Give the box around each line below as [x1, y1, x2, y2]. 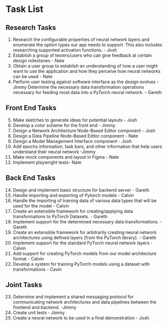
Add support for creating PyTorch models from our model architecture [12, 250, 157, 256]
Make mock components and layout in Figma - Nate [12, 154, 119, 160]
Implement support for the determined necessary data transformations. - [12, 218, 163, 224]
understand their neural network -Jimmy [12, 148, 96, 155]
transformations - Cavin [12, 266, 62, 272]
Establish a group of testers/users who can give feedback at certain [12, 52, 152, 58]
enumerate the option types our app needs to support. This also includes [12, 42, 163, 48]
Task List [5, 3, 44, 15]
